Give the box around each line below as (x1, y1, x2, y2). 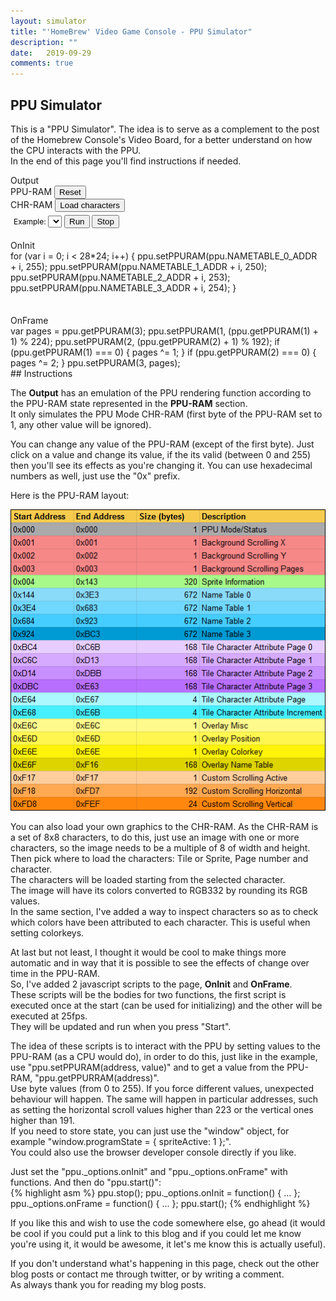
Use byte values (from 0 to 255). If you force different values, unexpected (10, 1083, 315, 1095)
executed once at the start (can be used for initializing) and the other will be (10, 1000, 323, 1012)
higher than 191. (10, 1115, 75, 1127)
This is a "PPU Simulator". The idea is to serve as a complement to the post (10, 123, 320, 135)
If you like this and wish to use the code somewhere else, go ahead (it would (10, 1217, 326, 1229)
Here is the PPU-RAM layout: (10, 489, 130, 501)
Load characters (59, 200, 120, 210)
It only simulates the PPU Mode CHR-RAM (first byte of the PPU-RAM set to (10, 408, 323, 420)
